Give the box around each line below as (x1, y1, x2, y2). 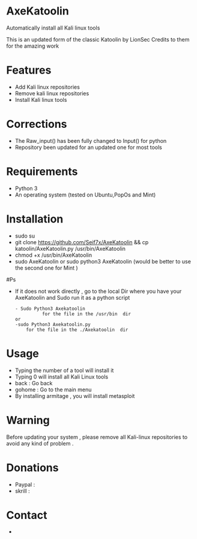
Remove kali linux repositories (14, 89, 89, 97)
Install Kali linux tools (14, 96, 67, 103)
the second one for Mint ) (14, 264, 78, 271)
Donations (6, 461, 59, 474)
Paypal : (14, 481, 35, 488)
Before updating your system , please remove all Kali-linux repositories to (6, 433, 188, 441)
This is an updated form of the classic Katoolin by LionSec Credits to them (6, 36, 190, 43)
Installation (6, 212, 64, 225)
